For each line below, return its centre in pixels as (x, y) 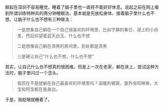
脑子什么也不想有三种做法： (46, 19)
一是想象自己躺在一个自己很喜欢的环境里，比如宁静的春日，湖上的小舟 (88, 30)
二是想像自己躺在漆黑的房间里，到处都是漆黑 (62, 46)
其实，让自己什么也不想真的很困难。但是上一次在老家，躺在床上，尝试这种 (80, 67)
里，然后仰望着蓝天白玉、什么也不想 (53, 36)
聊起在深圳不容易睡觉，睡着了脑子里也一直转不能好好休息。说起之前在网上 (80, 7)
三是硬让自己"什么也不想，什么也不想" (55, 56)
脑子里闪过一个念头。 (39, 73)
